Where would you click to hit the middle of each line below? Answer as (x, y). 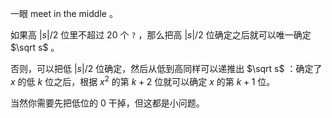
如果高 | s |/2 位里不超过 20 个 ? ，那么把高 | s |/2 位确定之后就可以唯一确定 (161, 35)
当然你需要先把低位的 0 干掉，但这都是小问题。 (107, 103)
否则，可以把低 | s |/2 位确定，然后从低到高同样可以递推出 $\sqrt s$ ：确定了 (166, 68)
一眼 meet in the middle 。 (64, 13)
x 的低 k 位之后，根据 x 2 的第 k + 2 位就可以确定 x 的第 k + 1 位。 (143, 80)
